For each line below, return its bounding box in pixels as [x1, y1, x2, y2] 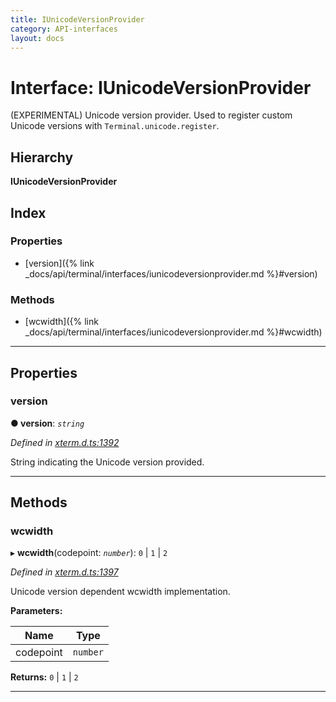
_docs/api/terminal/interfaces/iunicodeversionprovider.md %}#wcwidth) [24, 326, 323, 338]
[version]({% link [24, 257, 95, 269]
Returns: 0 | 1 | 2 [10, 671, 79, 683]
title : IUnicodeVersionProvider [10, 14, 145, 25]
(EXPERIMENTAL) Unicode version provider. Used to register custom [10, 109, 293, 121]
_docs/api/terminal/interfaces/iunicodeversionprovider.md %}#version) [24, 267, 318, 280]
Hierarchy [10, 149, 74, 166]
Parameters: [10, 605, 63, 617]
